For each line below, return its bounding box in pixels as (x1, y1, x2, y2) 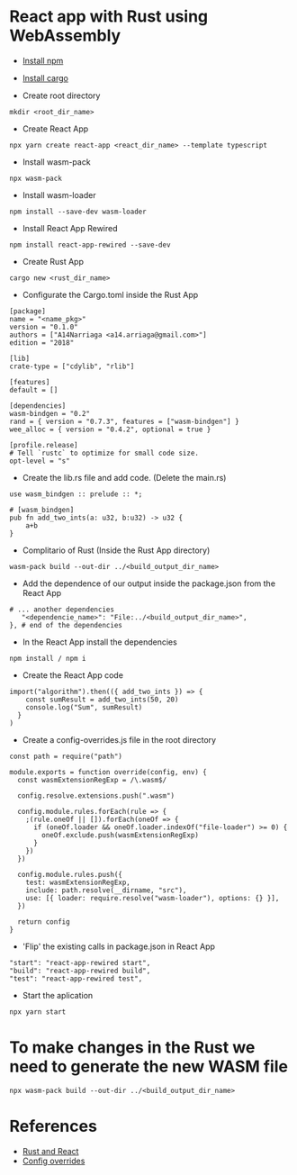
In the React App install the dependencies (22, 637, 177, 647)
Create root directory (22, 90, 101, 101)
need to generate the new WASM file (9, 1056, 288, 1077)
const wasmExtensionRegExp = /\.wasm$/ (17, 775, 167, 784)
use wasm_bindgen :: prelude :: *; (9, 489, 143, 499)
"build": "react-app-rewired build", (9, 966, 151, 975)
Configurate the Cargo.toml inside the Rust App (22, 289, 199, 300)
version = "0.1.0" (9, 322, 78, 331)
